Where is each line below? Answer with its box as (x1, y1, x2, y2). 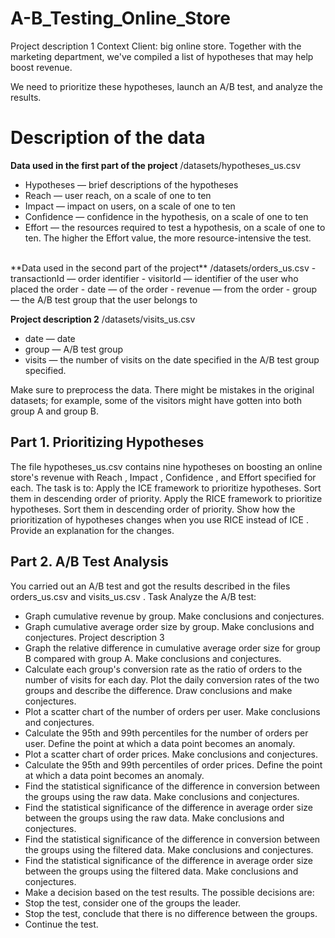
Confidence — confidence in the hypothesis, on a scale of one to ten (24, 210, 309, 222)
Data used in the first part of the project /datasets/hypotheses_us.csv (10, 159, 302, 171)
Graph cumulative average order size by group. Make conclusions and (24, 620, 315, 632)
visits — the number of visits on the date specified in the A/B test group (24, 353, 320, 366)
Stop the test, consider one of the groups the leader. (24, 897, 242, 909)
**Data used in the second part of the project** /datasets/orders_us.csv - (10, 262, 317, 274)
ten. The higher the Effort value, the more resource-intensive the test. (24, 232, 312, 244)
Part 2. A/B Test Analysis (10, 553, 169, 571)
